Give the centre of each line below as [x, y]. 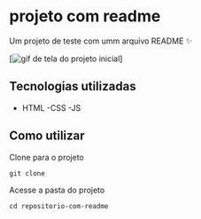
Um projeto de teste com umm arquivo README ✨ [101, 41]
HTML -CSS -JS [51, 107]
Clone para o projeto [46, 157]
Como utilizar [47, 136]
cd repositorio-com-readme [59, 206]
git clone [27, 173]
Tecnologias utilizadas [73, 86]
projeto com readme [85, 16]
